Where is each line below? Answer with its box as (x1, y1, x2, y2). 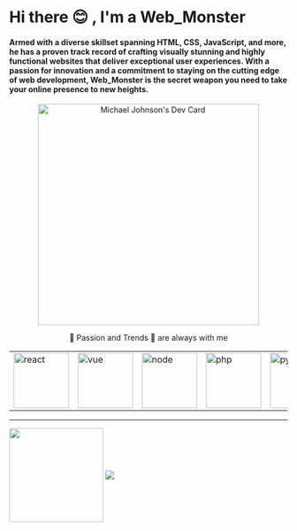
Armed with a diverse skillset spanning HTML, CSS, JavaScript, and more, (9, 36, 286, 47)
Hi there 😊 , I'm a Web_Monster (9, 7, 246, 27)
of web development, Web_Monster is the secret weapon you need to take (9, 74, 287, 85)
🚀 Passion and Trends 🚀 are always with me (69, 333, 228, 343)
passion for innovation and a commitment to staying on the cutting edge (9, 65, 280, 75)
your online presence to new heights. (9, 83, 148, 95)
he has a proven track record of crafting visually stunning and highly (9, 46, 266, 57)
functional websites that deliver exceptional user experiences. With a (9, 56, 270, 66)
